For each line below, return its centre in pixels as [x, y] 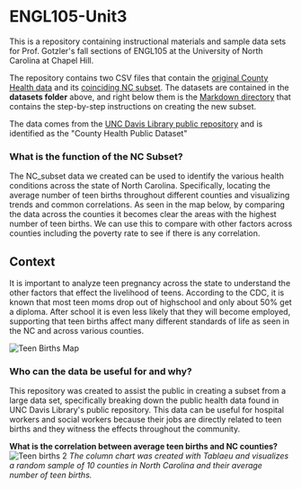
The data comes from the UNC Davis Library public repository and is [136, 124]
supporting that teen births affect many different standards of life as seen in [150, 321]
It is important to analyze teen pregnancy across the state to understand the [150, 284]
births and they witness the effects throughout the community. [125, 429]
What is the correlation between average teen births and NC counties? [144, 447]
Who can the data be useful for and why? [101, 371]
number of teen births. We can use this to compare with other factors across [151, 224]
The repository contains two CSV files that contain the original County [139, 77]
